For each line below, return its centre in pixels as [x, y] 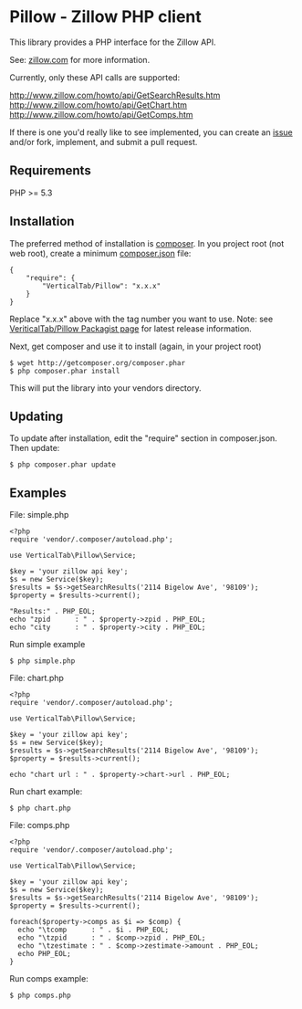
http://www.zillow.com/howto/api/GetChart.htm [99, 105]
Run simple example [47, 645]
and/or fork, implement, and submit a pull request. [104, 142]
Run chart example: [46, 792]
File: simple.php [39, 515]
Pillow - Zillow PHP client [106, 17]
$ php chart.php [40, 809]
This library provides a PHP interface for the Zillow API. [113, 42]
